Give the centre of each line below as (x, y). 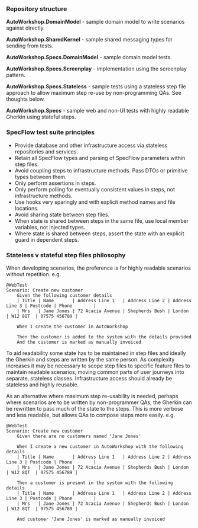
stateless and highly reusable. (43, 385)
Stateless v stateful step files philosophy (66, 255)
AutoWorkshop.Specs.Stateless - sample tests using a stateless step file (96, 87)
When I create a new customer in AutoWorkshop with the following (100, 446)
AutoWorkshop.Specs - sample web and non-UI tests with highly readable (98, 111)
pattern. (16, 75)
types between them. (40, 177)
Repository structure (37, 9)
